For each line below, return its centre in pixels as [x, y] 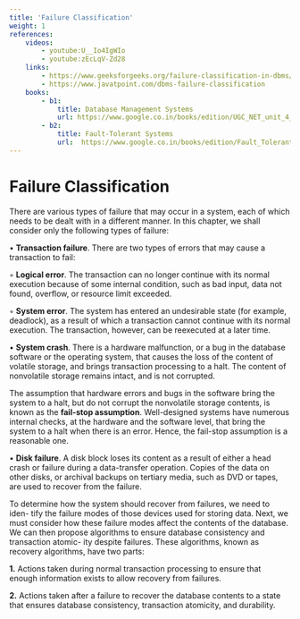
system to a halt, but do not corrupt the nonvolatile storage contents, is [140, 403]
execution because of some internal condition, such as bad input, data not [146, 284]
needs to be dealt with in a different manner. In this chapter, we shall [135, 221]
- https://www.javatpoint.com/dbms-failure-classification [154, 84]
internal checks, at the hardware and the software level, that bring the [137, 421]
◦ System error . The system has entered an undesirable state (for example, [148, 310]
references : [31, 34]
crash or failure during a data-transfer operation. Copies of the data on [139, 467]
